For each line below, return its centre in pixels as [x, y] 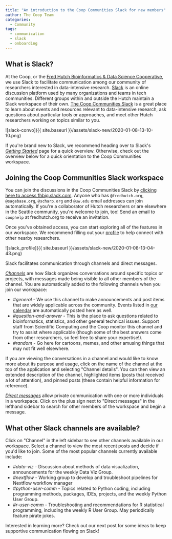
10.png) [13, 135]
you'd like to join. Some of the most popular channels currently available [81, 451]
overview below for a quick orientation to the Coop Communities [73, 156]
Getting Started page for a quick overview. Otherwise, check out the [77, 151]
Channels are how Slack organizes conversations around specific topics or [84, 273]
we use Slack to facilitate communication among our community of [76, 82]
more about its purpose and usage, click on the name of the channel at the [84, 364]
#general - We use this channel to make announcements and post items [89, 300]
